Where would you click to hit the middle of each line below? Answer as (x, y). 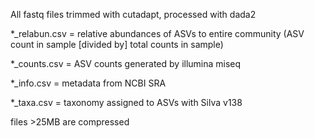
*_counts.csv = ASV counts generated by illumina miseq (126, 63)
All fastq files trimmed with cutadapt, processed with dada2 (133, 14)
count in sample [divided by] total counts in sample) (117, 44)
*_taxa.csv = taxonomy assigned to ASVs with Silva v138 (126, 102)
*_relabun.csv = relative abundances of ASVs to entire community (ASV (157, 33)
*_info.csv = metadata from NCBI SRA (88, 83)
